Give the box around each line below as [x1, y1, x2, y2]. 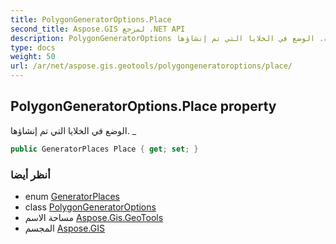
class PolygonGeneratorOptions [24, 201, 157, 213]
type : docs [10, 42, 56, 53]
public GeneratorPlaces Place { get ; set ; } [10, 144, 199, 154]
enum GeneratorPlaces [24, 190, 120, 202]
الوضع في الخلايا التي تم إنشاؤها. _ [10, 124, 137, 136]
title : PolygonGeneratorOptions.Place [10, 14, 172, 25]
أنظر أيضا [10, 167, 51, 181]
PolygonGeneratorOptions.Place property [10, 98, 277, 115]
